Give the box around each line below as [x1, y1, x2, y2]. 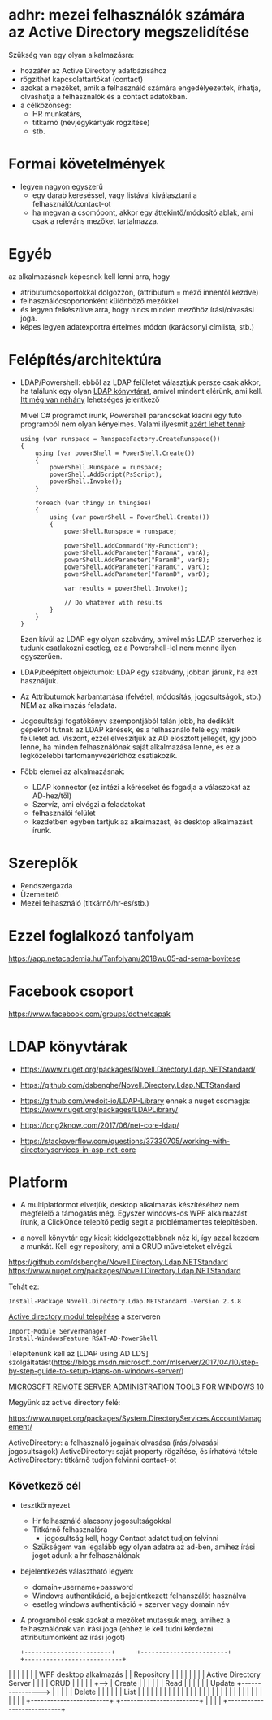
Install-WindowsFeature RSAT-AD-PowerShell [8, 1334, 158, 1343]
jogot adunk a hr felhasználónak [32, 1551, 140, 1561]
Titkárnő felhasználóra [32, 1525, 108, 1534]
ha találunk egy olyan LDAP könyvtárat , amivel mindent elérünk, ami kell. [19, 386, 263, 395]
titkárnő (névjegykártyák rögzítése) [32, 117, 150, 127]
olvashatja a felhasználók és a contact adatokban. [19, 91, 188, 101]
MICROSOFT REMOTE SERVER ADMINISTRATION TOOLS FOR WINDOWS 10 [8, 1382, 265, 1392]
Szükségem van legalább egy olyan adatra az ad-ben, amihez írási [32, 1542, 256, 1552]
